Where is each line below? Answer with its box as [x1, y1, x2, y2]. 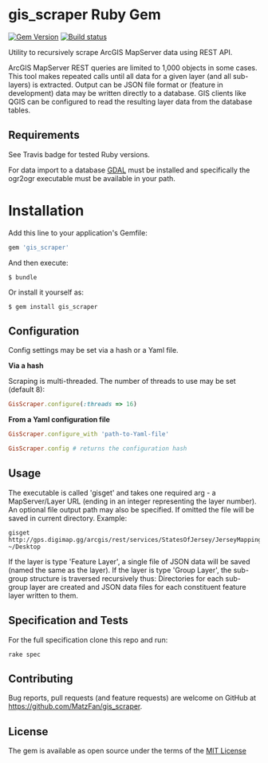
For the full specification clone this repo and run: [8, 635, 168, 644]
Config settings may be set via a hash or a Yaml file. [8, 346, 179, 355]
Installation [8, 201, 85, 219]
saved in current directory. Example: [8, 513, 128, 523]
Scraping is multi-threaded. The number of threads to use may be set [8, 377, 237, 386]
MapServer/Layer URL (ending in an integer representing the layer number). [8, 496, 257, 506]
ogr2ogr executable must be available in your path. [8, 173, 175, 183]
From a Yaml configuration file [8, 415, 110, 425]
